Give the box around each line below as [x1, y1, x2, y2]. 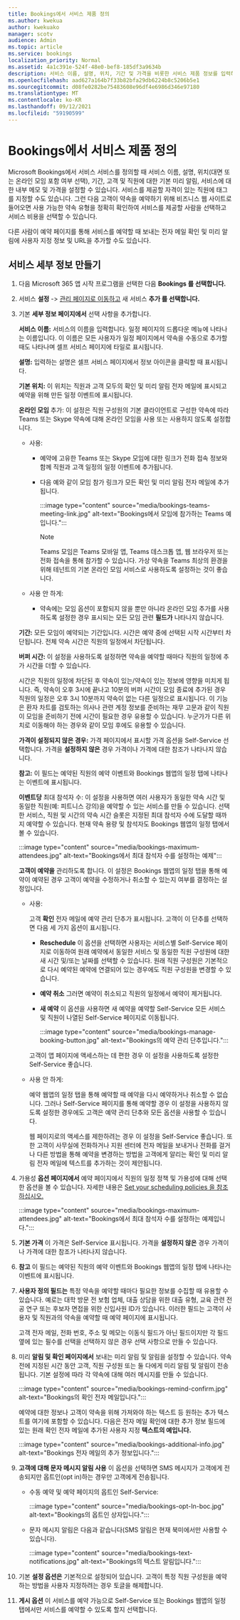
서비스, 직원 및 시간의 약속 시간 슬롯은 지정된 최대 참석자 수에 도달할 [26, 810, 214, 819]
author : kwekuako [8, 23, 60, 31]
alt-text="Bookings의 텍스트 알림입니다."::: [80, 1557, 202, 1565]
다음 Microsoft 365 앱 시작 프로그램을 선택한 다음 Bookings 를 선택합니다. [18, 279, 226, 288]
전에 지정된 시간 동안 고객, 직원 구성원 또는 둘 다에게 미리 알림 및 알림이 [18, 1361, 216, 1369]
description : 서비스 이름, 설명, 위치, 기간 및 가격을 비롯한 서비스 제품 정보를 [8, 70, 218, 77]
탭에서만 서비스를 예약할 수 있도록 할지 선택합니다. [18, 1605, 157, 1614]
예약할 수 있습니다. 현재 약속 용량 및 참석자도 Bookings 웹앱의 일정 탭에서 [26, 820, 230, 828]
